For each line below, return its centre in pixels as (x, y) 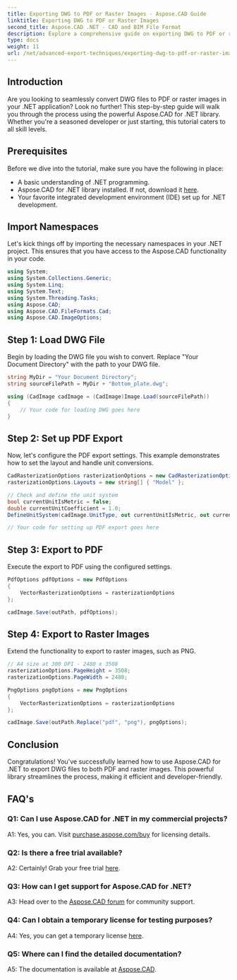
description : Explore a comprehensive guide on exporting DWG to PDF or (116, 34)
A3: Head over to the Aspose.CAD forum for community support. (101, 902)
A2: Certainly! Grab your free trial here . (64, 868)
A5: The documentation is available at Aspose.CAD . (82, 969)
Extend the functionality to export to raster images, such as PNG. (102, 651)
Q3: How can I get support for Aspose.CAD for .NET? (99, 887)
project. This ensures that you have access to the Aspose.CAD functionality (117, 251)
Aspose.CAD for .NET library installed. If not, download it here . (108, 189)
